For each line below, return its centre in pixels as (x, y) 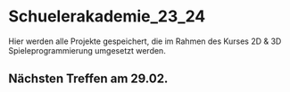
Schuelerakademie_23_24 (107, 17)
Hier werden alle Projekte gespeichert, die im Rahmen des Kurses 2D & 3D (145, 41)
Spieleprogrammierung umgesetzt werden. (87, 50)
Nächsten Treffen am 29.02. (88, 79)
